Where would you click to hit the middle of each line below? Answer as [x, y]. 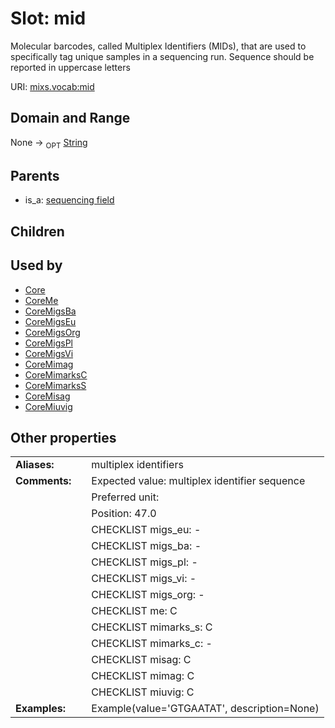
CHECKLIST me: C [134, 611]
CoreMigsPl [48, 343]
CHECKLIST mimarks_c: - [152, 644]
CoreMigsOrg [52, 332]
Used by [36, 265]
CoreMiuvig [48, 406]
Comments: [43, 481]
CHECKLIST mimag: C [143, 676]
